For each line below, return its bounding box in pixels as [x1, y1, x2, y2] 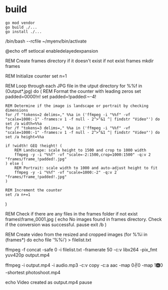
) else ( [5, 161, 24, 166]
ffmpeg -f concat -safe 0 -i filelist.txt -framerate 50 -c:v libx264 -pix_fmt [5, 246, 157, 252]
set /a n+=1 [5, 192, 30, 197]
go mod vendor [5, 20, 36, 25]
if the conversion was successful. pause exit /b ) [5, 222, 107, 228]
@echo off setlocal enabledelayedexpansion [5, 48, 98, 54]
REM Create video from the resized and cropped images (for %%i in [5, 231, 148, 237]
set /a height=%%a [5, 134, 44, 139]
